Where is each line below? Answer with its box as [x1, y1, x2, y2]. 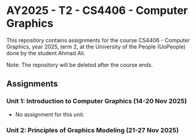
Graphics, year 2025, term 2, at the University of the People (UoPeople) [6, 43, 186, 50]
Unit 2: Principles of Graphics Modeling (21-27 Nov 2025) [6, 125, 179, 134]
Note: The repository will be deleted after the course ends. [6, 61, 153, 68]
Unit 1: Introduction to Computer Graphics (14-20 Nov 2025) [6, 97, 187, 105]
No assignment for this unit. [15, 110, 85, 118]
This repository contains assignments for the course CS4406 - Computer [6, 36, 191, 44]
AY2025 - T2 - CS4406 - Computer [6, 4, 188, 18]
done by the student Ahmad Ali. [6, 49, 86, 56]
